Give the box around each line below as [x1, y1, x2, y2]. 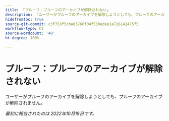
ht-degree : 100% [5, 36, 39, 41]
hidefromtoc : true [5, 17, 44, 22]
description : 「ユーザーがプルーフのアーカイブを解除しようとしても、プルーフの [5, 12, 154, 17]
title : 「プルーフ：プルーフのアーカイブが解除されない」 [5, 7, 111, 13]
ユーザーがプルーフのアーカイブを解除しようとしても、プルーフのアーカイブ [5, 93, 163, 99]
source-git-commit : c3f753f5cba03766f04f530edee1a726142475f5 [5, 21, 139, 27]
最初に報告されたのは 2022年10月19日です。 [5, 110, 97, 116]
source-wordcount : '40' [5, 31, 55, 36]
